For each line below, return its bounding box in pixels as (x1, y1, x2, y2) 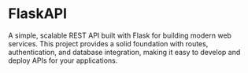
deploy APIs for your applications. (8, 56, 118, 65)
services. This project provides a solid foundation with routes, (8, 38, 209, 48)
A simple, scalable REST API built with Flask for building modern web (8, 31, 232, 40)
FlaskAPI (8, 5, 68, 23)
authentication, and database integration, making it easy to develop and (8, 47, 241, 57)
